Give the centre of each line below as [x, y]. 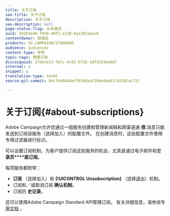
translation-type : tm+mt [32, 76]
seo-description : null [29, 24]
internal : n [18, 67]
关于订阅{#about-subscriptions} [75, 112]
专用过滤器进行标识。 [27, 140]
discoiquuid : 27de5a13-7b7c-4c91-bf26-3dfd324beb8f [61, 62]
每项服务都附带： [23, 168]
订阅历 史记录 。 [29, 191]
